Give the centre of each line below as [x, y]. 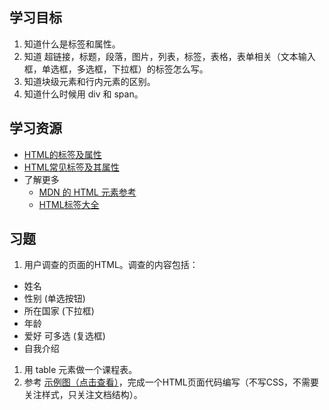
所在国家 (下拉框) [59, 311]
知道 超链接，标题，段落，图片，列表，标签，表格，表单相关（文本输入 [169, 56]
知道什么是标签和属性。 [72, 44]
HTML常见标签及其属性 [71, 167]
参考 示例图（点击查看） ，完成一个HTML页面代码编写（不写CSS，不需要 [171, 382]
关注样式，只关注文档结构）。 [83, 395]
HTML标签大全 [69, 204]
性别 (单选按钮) [54, 299]
